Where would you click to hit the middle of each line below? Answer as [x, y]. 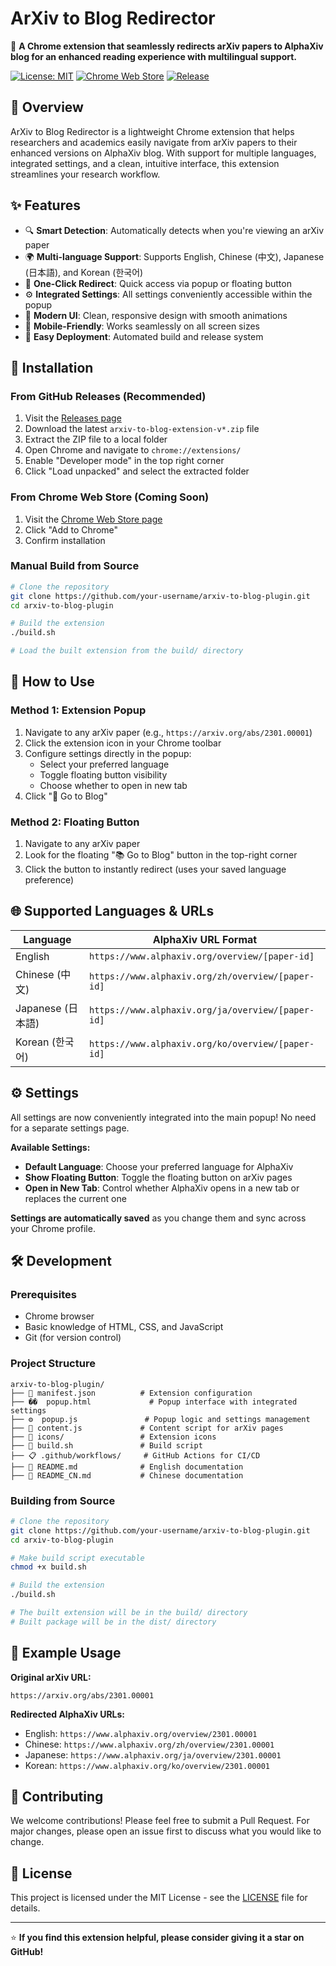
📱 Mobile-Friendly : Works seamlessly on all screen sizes [142, 326]
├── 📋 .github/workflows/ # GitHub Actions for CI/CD [135, 1455]
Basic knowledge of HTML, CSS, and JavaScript [124, 1327]
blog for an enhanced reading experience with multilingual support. [154, 56]
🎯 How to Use [52, 682]
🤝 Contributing [57, 1797]
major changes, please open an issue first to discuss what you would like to [166, 1831]
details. [25, 1908]
